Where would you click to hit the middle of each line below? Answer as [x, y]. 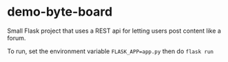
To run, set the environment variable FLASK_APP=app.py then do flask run [110, 51]
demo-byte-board [60, 12]
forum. [17, 37]
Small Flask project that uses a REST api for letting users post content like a [114, 31]
